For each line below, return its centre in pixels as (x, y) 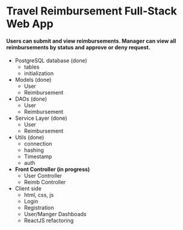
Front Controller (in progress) (52, 169)
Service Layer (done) (41, 118)
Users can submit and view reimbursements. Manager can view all (91, 41)
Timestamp (38, 157)
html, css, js (39, 195)
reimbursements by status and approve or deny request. (78, 47)
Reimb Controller (45, 182)
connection (38, 144)
